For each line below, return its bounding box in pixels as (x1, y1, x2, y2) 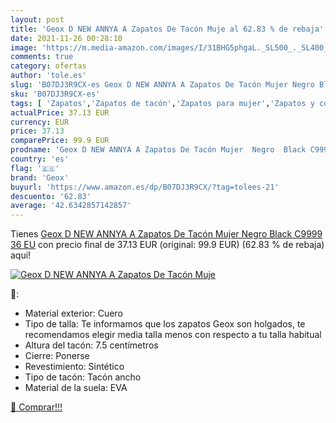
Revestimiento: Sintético (24, 361, 125, 373)
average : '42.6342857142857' (10, 201, 132, 211)
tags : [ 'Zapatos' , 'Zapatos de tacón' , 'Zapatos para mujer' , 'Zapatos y (10, 98, 315, 108)
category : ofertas (10, 61, 87, 71)
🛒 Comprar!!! (10, 401, 63, 413)
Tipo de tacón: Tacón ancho (24, 371, 142, 383)
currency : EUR (10, 117, 70, 127)
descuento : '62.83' (10, 191, 92, 201)
